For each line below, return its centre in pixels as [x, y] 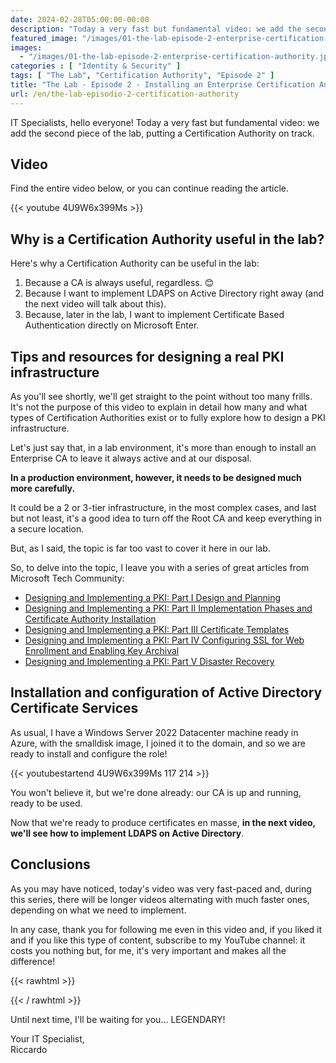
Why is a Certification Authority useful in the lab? [167, 239]
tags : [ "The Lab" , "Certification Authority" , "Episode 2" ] [142, 76]
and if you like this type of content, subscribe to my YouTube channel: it [158, 940]
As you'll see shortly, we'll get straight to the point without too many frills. [161, 397]
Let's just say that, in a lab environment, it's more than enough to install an [163, 448]
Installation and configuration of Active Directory [166, 692]
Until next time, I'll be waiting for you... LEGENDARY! [118, 1019]
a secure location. [47, 529]
